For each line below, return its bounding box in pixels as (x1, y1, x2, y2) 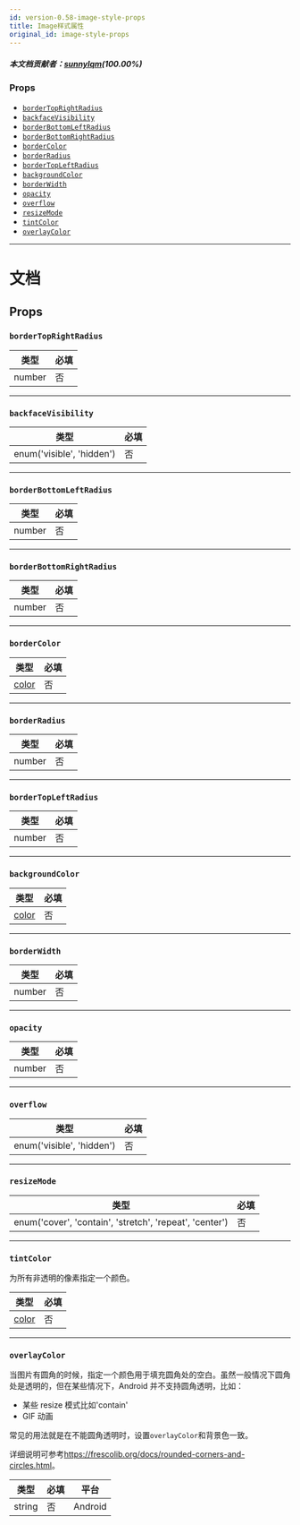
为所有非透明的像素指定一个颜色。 (9, 1272, 135, 1283)
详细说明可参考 (9, 1449, 64, 1460)
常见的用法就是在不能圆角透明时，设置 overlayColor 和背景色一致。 (9, 1430, 253, 1441)
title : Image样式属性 (9, 21, 85, 30)
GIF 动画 (21, 1411, 54, 1422)
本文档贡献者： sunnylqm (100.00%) (9, 58, 143, 69)
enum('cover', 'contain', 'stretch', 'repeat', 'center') (13, 1215, 229, 1228)
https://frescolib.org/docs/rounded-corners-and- (63, 1449, 246, 1460)
